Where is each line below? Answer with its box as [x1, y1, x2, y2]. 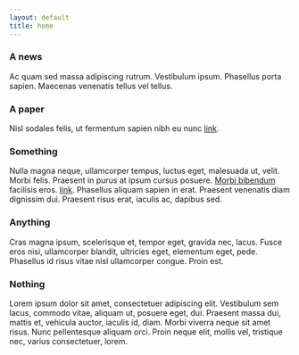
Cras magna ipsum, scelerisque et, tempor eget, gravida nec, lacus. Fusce [9, 236, 283, 247]
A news [9, 51, 43, 63]
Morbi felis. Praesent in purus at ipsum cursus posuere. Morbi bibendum [9, 175, 276, 186]
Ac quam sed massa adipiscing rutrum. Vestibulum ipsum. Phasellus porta [9, 70, 282, 81]
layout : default [9, 12, 70, 22]
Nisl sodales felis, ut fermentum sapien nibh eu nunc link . [9, 123, 220, 134]
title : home [9, 21, 54, 30]
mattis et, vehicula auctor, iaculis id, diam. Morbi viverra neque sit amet [9, 317, 271, 327]
